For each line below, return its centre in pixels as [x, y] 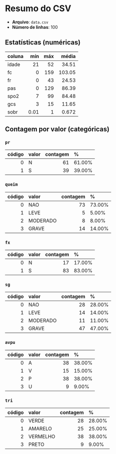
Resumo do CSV [38, 9]
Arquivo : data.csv [30, 22]
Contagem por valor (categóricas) [57, 129]
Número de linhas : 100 [35, 27]
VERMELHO [42, 436]
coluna [15, 56]
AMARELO [40, 428]
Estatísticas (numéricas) [43, 43]
